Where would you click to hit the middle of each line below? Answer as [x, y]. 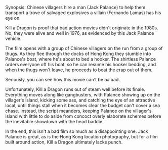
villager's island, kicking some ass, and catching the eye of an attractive [80, 100]
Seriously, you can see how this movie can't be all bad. [63, 80]
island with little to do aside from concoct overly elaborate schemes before [83, 116]
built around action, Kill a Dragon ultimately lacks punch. [64, 142]
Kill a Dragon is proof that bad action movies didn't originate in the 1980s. [82, 28]
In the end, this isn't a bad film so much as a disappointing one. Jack [77, 131]
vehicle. [13, 38]
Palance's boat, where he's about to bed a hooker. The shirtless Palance [80, 59]
